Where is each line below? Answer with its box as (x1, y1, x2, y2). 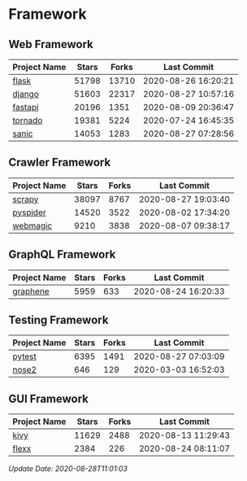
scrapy (12, 193, 39, 204)
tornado (12, 115, 43, 126)
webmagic (12, 220, 53, 231)
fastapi (12, 102, 39, 112)
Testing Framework (8, 313, 109, 327)
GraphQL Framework (8, 247, 116, 261)
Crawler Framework (8, 155, 111, 169)
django (12, 89, 39, 99)
